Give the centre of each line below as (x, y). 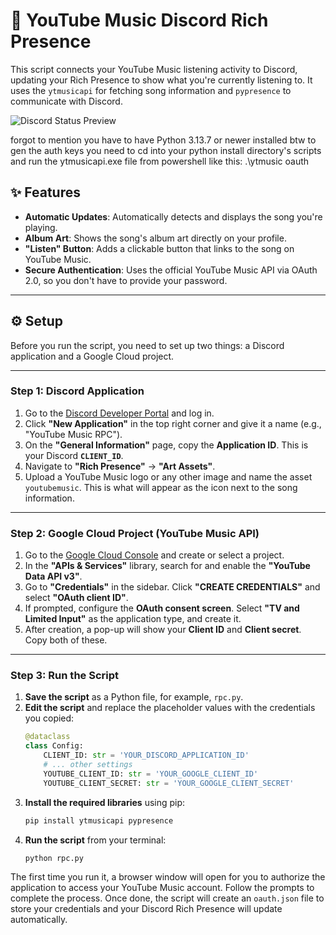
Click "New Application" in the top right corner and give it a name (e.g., (173, 423)
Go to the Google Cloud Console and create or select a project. (154, 555)
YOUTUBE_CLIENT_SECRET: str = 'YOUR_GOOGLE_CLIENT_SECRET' (169, 783)
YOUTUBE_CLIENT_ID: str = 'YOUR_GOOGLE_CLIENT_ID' (151, 774)
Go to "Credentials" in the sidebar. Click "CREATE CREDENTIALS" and (172, 587)
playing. (41, 227)
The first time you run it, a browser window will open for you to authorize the (168, 877)
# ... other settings (88, 765)
